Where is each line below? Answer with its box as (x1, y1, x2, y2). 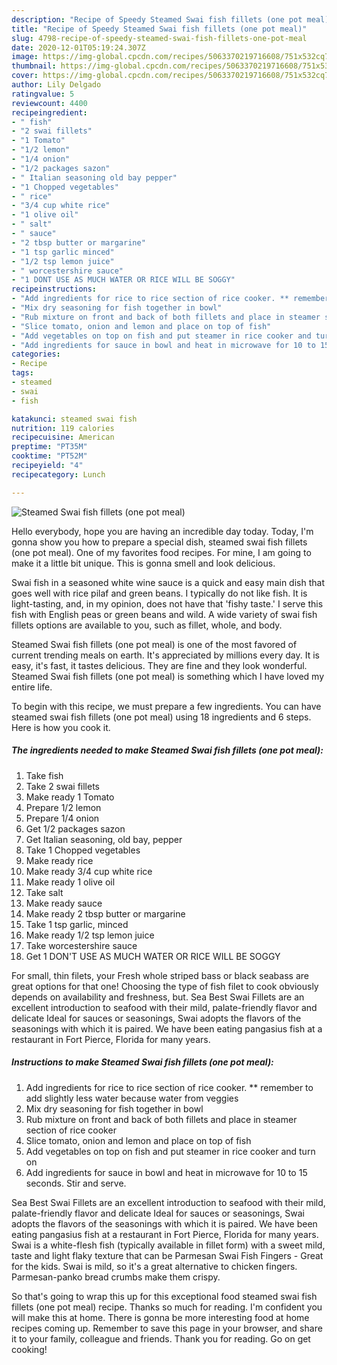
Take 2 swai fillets (25, 780, 100, 792)
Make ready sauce (25, 897, 103, 909)
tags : (11, 368, 34, 378)
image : (11, 52, 39, 62)
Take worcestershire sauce (25, 939, 138, 951)
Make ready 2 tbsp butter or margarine (25, 907, 186, 920)
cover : (11, 71, 39, 81)
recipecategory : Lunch (11, 469, 106, 480)
